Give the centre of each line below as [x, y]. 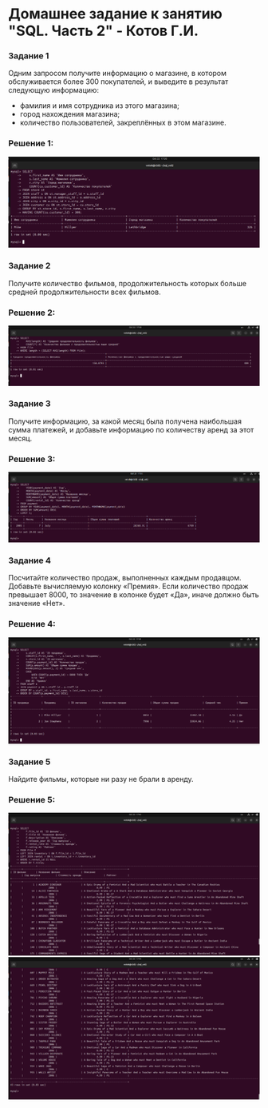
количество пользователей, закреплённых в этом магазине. [123, 123]
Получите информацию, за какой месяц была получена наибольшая [125, 421]
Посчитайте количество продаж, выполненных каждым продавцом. [125, 578]
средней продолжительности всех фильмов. [85, 292]
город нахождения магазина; [70, 114]
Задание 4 [30, 560]
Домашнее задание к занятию [116, 14]
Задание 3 [30, 404]
